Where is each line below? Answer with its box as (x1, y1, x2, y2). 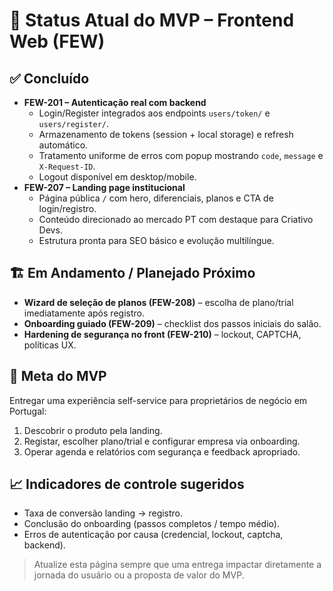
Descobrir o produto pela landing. (23, 424, 163, 436)
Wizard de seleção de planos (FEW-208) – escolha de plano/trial (23, 296, 294, 308)
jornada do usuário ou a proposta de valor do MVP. (33, 569, 245, 581)
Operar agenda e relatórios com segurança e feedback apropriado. (23, 445, 301, 458)
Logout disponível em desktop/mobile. (38, 171, 197, 183)
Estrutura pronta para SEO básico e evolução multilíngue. (38, 235, 275, 246)
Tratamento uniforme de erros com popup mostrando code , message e (38, 150, 324, 161)
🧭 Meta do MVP (9, 368, 107, 385)
